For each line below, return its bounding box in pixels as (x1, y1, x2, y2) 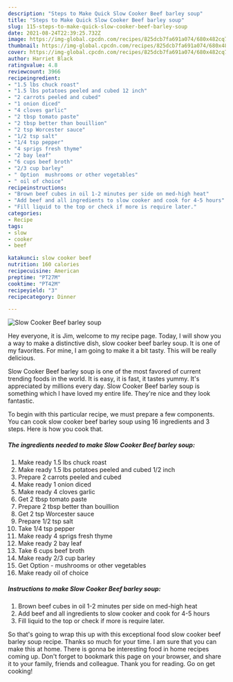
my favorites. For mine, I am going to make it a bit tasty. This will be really (8, 347, 217, 355)
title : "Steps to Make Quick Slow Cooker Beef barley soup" (8, 17, 185, 24)
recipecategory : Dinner (8, 293, 77, 300)
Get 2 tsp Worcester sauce (17, 510, 95, 518)
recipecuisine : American (8, 268, 80, 274)
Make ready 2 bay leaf (17, 539, 82, 548)
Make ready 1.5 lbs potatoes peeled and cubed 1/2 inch (17, 466, 176, 474)
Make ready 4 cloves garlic (17, 488, 95, 496)
